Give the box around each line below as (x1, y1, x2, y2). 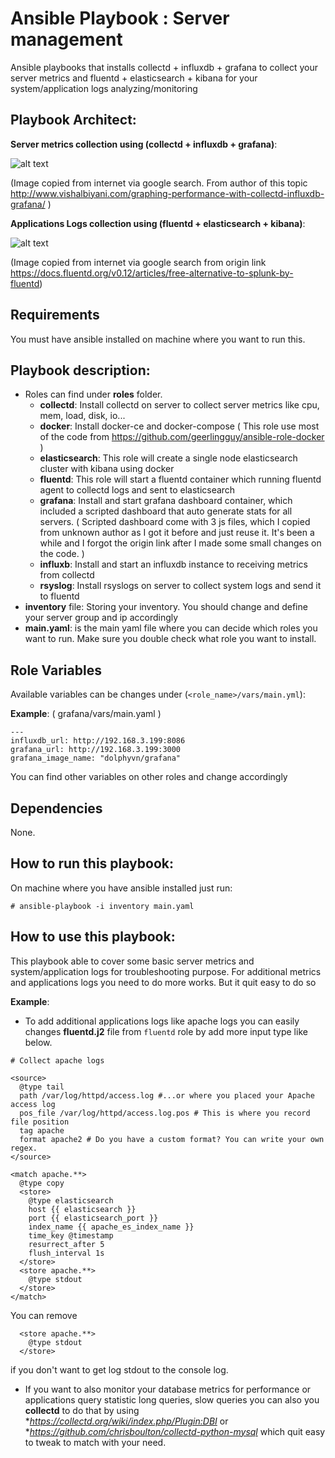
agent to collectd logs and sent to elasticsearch (39, 484, 236, 496)
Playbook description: (10, 362, 151, 379)
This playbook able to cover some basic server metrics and (10, 955, 255, 967)
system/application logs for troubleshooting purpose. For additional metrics (10, 965, 322, 977)
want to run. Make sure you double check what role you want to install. (24, 633, 317, 645)
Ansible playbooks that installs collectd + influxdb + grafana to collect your (10, 61, 318, 73)
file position (10, 1117, 70, 1127)
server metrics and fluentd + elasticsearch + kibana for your (10, 72, 258, 84)
